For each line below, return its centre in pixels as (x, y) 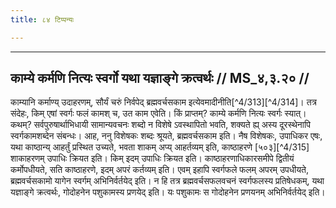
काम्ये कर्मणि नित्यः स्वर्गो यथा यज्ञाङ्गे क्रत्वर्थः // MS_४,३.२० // (160, 78)
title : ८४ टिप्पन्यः (42, 19)
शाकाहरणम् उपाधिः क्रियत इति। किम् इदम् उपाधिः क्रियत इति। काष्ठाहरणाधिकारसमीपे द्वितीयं (152, 158)
